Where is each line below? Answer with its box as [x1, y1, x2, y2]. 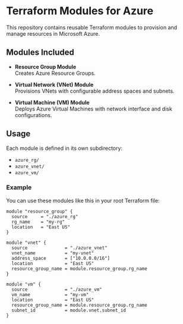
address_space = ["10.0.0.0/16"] [11, 255, 111, 261]
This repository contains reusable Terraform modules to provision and [6, 24, 177, 31]
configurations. [14, 111, 52, 118]
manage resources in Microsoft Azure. [6, 30, 100, 37]
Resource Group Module [14, 63, 77, 70]
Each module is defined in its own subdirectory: [6, 144, 123, 152]
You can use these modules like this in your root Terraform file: [6, 197, 160, 204]
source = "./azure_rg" [11, 213, 78, 219]
